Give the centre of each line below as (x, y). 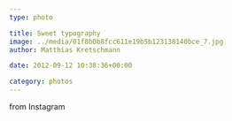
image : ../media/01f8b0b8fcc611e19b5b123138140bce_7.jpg (116, 42)
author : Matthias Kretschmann (65, 49)
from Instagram (37, 106)
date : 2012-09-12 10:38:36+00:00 (71, 66)
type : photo (31, 17)
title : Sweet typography (55, 33)
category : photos (41, 82)
